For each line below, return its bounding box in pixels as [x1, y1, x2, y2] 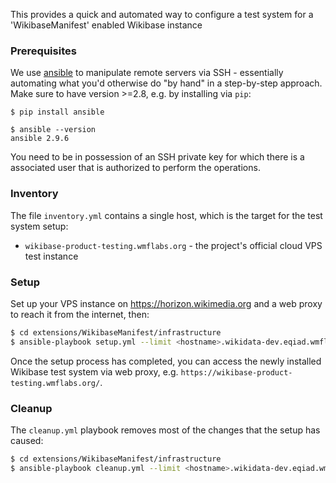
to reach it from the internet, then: [10, 308, 150, 320]
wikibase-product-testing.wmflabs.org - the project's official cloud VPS [24, 239, 323, 251]
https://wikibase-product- [180, 367, 293, 378]
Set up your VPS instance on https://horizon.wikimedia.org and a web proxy [10, 297, 323, 309]
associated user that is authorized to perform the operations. [10, 162, 261, 174]
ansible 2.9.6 [10, 134, 70, 144]
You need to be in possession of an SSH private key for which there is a [10, 151, 305, 163]
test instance [24, 250, 79, 262]
